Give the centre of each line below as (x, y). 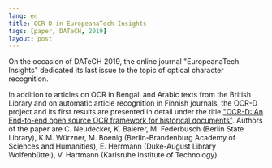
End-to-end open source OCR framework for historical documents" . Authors (136, 121)
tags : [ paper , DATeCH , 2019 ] (58, 31)
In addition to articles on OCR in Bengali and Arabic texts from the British (130, 95)
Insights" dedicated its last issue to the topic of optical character (117, 71)
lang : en (23, 16)
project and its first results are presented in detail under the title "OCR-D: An (136, 112)
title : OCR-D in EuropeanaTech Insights (78, 24)
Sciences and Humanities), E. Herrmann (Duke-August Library (112, 146)
